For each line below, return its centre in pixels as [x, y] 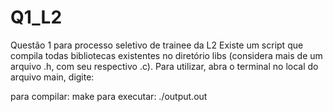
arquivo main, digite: [52, 77]
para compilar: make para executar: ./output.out [109, 96]
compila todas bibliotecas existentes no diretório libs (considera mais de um [166, 55]
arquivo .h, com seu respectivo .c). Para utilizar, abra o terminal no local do [164, 66]
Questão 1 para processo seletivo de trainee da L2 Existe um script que [157, 45]
